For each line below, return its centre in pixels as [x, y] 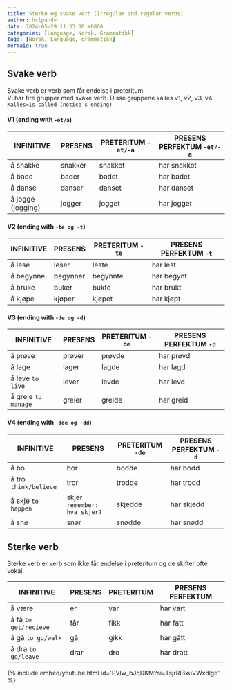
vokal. [16, 571]
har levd [172, 382]
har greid [173, 400]
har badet [174, 177]
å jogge [23, 200]
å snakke [25, 166]
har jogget [175, 204]
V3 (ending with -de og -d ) [47, 317]
